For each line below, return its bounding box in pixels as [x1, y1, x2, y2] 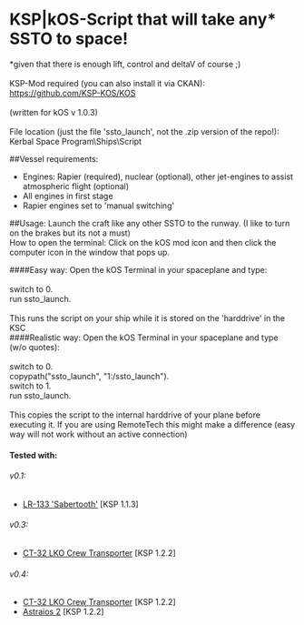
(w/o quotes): [9, 341, 61, 352]
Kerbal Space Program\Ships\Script [9, 136, 142, 146]
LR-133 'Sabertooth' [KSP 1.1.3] [22, 499, 139, 509]
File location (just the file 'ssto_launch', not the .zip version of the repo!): [9, 126, 279, 136]
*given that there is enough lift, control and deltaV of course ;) [9, 58, 241, 69]
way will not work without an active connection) [9, 428, 188, 439]
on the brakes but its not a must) [9, 227, 132, 238]
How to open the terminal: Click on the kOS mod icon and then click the [9, 237, 277, 247]
